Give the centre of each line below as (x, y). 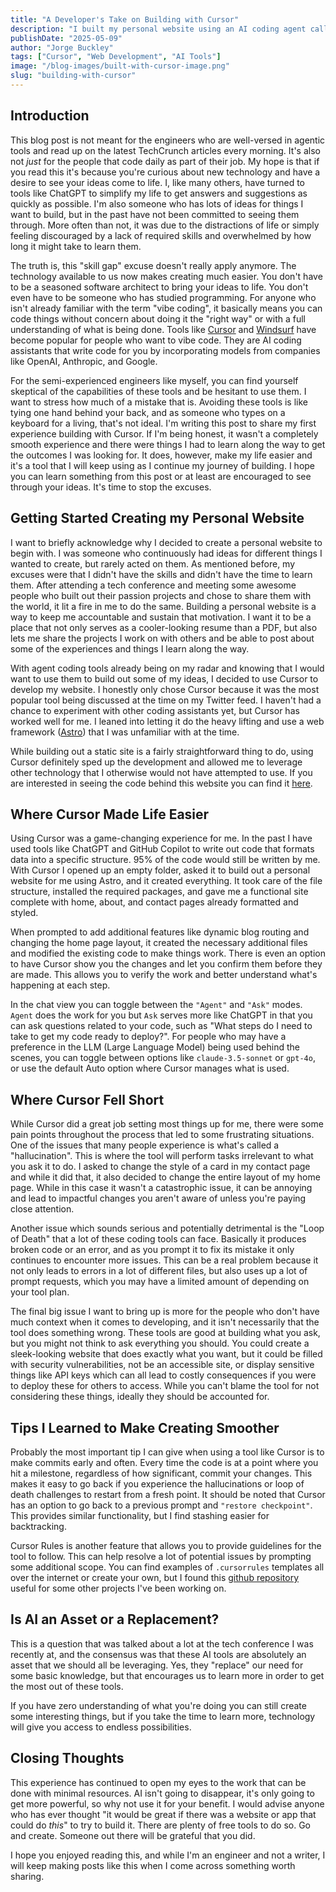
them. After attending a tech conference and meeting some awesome (153, 585)
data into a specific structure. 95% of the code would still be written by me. (165, 860)
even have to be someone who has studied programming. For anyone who (163, 297)
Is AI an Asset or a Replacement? (115, 1619)
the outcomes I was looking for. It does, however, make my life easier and (161, 455)
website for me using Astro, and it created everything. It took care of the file (166, 881)
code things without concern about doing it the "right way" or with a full (158, 318)
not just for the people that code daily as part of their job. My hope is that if (165, 161)
